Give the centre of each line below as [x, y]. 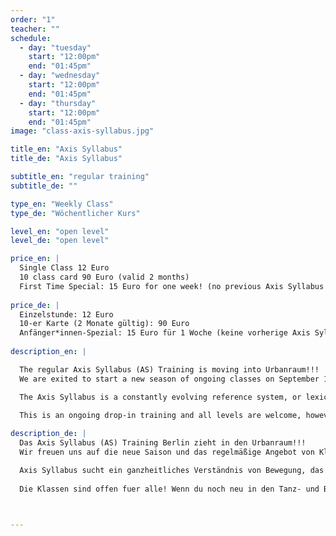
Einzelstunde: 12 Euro [66, 314]
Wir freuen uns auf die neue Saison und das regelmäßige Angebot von [167, 452]
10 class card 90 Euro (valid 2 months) [104, 277]
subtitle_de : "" [44, 186]
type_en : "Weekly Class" [62, 204]
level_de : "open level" [60, 241]
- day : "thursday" [58, 103]
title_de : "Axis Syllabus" [66, 159]
